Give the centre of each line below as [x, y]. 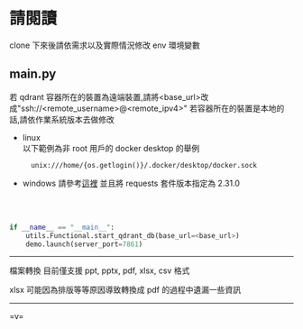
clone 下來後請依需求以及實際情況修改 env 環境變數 [105, 45]
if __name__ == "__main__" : [62, 227]
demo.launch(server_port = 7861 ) [84, 244]
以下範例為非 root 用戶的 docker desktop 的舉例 [111, 148]
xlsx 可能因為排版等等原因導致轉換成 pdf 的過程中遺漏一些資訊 [125, 290]
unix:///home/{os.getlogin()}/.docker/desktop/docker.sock [144, 165]
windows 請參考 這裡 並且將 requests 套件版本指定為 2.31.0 [131, 183]
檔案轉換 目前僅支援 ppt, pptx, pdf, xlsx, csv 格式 [100, 270]
